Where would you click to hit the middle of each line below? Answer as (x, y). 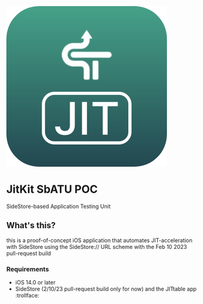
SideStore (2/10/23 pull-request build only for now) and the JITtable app (106, 289)
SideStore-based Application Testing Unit (59, 206)
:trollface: (27, 295)
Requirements (28, 269)
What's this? (31, 225)
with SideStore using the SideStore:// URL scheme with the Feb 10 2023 (97, 247)
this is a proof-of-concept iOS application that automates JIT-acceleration (99, 240)
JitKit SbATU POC (52, 189)
